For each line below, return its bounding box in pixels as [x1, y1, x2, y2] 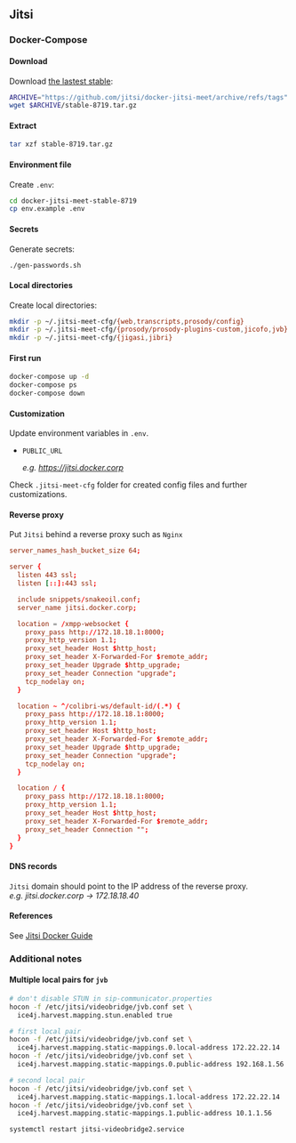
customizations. [9, 489, 68, 500]
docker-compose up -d [9, 373, 90, 382]
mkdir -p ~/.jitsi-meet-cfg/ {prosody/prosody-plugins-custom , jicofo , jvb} [9, 325, 289, 334]
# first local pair [9, 1026, 82, 1035]
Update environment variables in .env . [9, 428, 149, 439]
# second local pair [9, 1075, 86, 1084]
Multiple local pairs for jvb [9, 974, 108, 986]
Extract [9, 120, 37, 131]
